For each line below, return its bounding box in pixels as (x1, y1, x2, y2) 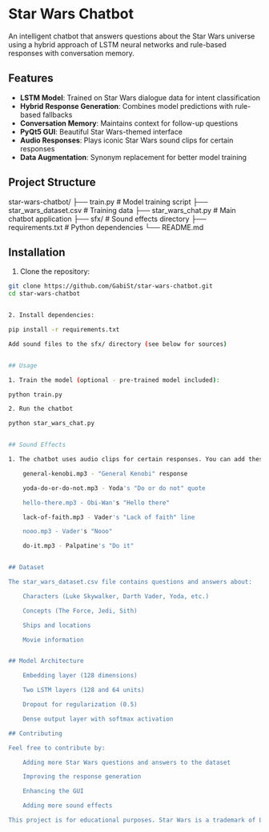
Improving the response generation (22, 773, 142, 781)
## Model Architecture (8, 657, 84, 665)
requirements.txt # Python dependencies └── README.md (8, 222, 204, 232)
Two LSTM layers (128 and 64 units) (22, 686, 146, 694)
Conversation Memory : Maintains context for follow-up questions (19, 118, 239, 128)
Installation (8, 245, 66, 259)
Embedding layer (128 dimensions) (22, 672, 138, 680)
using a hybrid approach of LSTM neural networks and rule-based (8, 39, 227, 49)
